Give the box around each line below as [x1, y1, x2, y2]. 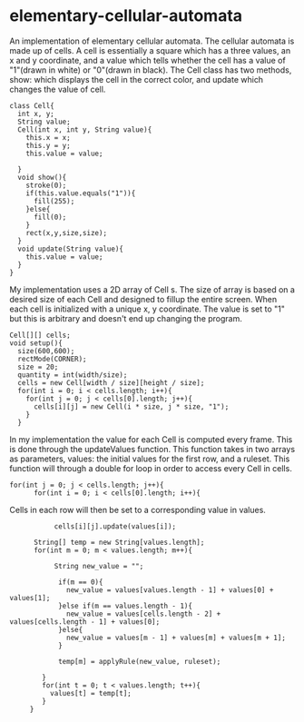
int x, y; [17, 109, 54, 118]
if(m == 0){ [57, 578, 103, 587]
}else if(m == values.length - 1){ [57, 601, 193, 610]
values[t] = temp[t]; [49, 688, 132, 697]
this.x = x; [25, 133, 71, 142]
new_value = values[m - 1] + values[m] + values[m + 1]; [66, 633, 286, 642]
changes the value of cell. [9, 84, 106, 94]
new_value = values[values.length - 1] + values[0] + [66, 585, 274, 595]
